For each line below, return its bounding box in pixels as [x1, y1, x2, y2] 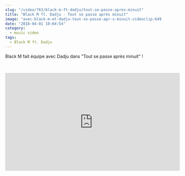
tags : [5, 35, 16, 40]
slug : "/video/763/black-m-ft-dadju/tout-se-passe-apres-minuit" [5, 7, 144, 12]
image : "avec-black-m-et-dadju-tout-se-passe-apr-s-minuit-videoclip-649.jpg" [5, 16, 173, 21]
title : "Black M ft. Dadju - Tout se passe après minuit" [5, 12, 128, 17]
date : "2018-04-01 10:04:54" [5, 21, 66, 26]
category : [5, 26, 26, 31]
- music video [9, 30, 39, 35]
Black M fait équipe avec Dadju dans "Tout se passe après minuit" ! [5, 53, 144, 59]
